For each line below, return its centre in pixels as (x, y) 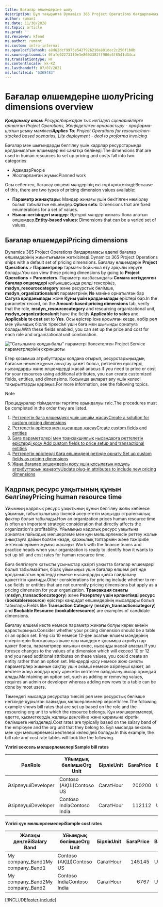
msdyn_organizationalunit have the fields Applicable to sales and (72, 314)
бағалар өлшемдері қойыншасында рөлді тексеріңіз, (60, 283)
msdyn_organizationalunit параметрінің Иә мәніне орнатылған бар (75, 293)
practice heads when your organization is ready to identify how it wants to (79, 550)
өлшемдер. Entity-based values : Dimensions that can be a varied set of (84, 220)
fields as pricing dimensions (40, 458)
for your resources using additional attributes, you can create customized (78, 373)
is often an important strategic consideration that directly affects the (73, 524)
